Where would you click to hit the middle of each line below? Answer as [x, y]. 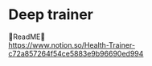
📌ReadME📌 [27, 37]
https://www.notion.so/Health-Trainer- [72, 45]
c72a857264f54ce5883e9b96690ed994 [76, 53]
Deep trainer [51, 15]
